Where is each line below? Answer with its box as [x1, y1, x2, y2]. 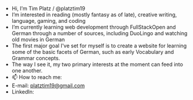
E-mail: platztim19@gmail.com [11, 82, 85, 89]
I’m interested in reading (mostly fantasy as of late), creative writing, [11, 11, 177, 18]
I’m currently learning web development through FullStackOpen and [11, 23, 177, 30]
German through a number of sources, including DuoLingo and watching [11, 30, 188, 37]
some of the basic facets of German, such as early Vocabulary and [11, 49, 174, 55]
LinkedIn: [11, 88, 34, 95]
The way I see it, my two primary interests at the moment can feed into [11, 61, 184, 68]
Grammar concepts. [11, 55, 61, 61]
